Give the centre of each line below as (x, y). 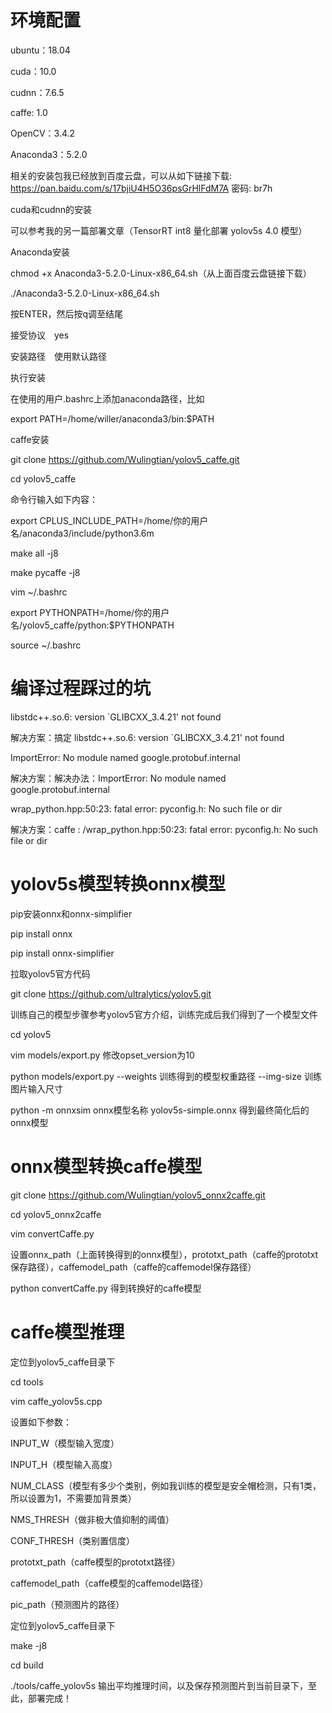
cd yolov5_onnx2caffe (56, 1214)
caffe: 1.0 (29, 112)
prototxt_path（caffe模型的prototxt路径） (95, 1562)
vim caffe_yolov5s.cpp (56, 1401)
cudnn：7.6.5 (37, 92)
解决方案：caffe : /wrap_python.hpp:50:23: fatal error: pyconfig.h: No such (164, 829)
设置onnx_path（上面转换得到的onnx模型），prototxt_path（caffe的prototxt (164, 1254)
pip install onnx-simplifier (62, 953)
